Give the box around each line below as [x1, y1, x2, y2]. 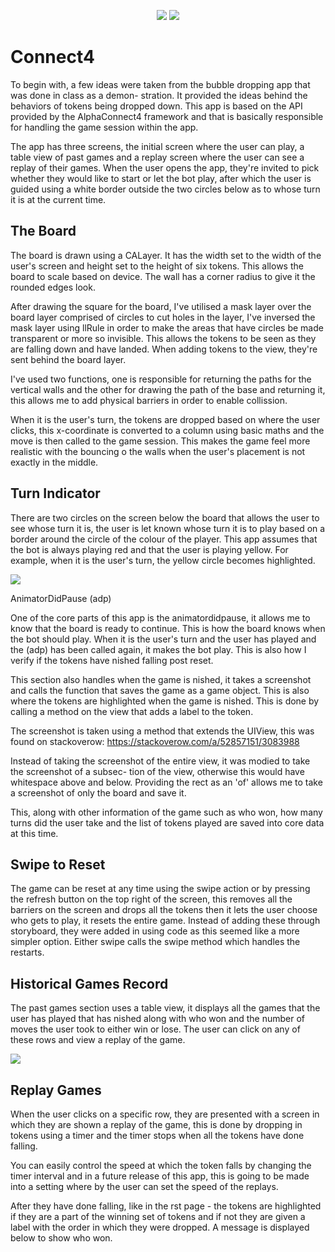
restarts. [10, 946, 45, 959]
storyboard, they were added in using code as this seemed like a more [10, 925, 300, 937]
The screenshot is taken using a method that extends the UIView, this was [10, 725, 315, 737]
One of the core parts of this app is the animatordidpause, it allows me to [10, 611, 311, 624]
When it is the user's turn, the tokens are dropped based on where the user [10, 413, 321, 425]
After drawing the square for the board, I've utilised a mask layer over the [10, 300, 312, 312]
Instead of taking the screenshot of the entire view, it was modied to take [10, 755, 311, 767]
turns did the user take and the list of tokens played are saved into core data [10, 816, 325, 829]
